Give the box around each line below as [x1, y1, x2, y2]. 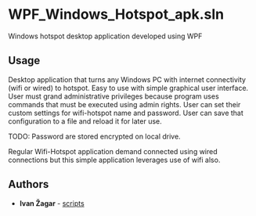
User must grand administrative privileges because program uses [8, 92, 219, 101]
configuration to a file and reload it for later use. [8, 116, 162, 126]
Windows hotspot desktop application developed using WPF [8, 31, 203, 41]
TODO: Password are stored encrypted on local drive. [8, 131, 182, 141]
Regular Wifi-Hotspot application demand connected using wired [8, 146, 218, 156]
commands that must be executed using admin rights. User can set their [8, 99, 241, 109]
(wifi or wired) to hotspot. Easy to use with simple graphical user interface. [8, 83, 249, 92]
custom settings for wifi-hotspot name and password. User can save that [8, 108, 244, 117]
